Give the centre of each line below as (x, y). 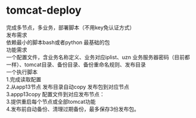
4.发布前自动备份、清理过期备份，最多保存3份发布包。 (73, 109)
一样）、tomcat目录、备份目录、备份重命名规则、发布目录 (76, 64)
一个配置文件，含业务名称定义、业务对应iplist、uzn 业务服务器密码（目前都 (98, 57)
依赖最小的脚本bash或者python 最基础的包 (58, 42)
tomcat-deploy (44, 10)
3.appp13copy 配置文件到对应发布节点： (56, 94)
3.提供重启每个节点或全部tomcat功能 (51, 101)
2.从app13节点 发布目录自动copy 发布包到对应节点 (68, 87)
